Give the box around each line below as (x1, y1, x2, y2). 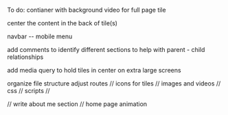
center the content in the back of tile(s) (7, 19, 118, 27)
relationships (7, 53, 44, 61)
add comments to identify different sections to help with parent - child (7, 46, 205, 53)
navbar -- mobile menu (7, 32, 73, 40)
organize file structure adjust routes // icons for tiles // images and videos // (7, 79, 221, 88)
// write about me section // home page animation (7, 100, 148, 108)
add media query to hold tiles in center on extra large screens (7, 66, 181, 74)
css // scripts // (7, 87, 50, 94)
